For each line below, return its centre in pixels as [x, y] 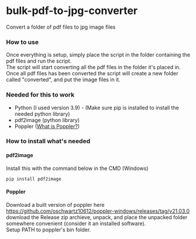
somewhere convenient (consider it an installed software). [76, 223]
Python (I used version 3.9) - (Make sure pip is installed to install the [97, 108]
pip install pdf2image [34, 179]
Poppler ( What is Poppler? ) [47, 126]
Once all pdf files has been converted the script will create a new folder [92, 74]
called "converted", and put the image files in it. [63, 79]
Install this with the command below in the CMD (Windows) [77, 168]
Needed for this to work [40, 95]
